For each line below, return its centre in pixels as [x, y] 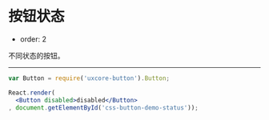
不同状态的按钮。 [36, 55]
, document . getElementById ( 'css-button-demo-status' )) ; [103, 108]
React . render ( [32, 93]
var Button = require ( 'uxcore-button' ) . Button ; [89, 78]
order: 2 [33, 39]
